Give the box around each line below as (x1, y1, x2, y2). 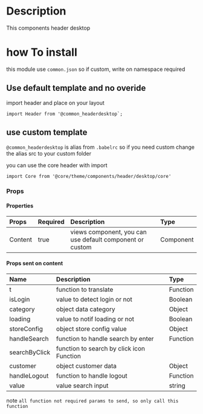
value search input (56, 381, 109, 390)
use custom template (6, 127, 88, 137)
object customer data (56, 361, 117, 370)
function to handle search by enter (56, 334, 154, 343)
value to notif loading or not (56, 315, 135, 323)
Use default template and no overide (6, 83, 146, 93)
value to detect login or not (56, 295, 133, 303)
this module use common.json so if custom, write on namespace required (6, 65, 185, 73)
